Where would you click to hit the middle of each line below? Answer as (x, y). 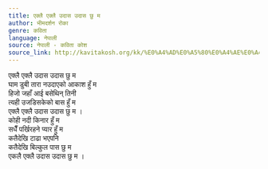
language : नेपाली (33, 38)
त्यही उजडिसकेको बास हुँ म (42, 102)
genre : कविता (28, 30)
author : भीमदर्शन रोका (38, 23)
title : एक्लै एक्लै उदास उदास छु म (55, 16)
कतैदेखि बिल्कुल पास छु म (40, 147)
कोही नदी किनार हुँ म (34, 120)
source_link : (30, 53)
